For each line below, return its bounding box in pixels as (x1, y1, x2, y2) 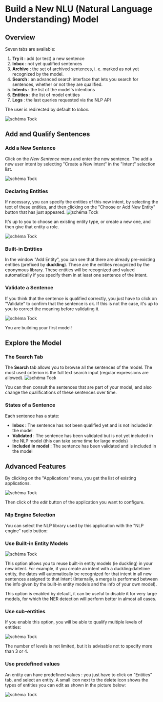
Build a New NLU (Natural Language (5, 3, 153, 15)
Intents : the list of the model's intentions (12, 87, 95, 92)
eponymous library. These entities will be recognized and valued (5, 267, 135, 273)
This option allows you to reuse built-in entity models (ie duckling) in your (5, 560, 153, 566)
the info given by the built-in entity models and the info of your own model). (5, 581, 157, 587)
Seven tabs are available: (5, 46, 56, 52)
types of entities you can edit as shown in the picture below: (5, 682, 126, 688)
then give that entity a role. (5, 223, 60, 230)
